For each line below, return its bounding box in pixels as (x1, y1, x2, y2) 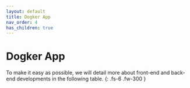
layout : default (6, 8, 45, 15)
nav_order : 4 (6, 19, 38, 25)
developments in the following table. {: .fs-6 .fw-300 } (16, 75, 146, 82)
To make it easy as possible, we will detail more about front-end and (6, 69, 170, 76)
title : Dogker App (6, 14, 51, 20)
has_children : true (6, 24, 54, 31)
